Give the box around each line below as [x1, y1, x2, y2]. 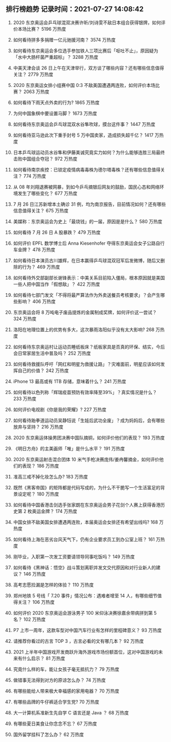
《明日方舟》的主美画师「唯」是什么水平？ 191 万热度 [13, 445, 125, 451]
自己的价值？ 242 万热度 [17, 367, 69, 374]
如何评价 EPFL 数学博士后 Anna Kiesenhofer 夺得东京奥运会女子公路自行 [13, 240, 165, 246]
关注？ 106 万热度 [17, 599, 55, 605]
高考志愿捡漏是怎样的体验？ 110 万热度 [13, 581, 94, 587]
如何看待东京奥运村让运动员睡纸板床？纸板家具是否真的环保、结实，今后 [13, 343, 165, 350]
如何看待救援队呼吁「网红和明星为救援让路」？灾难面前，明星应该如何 [13, 361, 161, 367]
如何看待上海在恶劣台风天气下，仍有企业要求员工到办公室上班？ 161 [13, 536, 155, 542]
